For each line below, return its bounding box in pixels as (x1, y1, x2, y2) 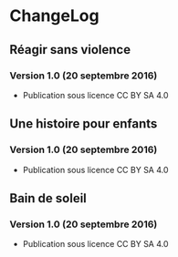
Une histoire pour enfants (9, 116, 158, 132)
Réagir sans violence (9, 42, 131, 57)
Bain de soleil (9, 190, 87, 206)
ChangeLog (9, 5, 99, 26)
